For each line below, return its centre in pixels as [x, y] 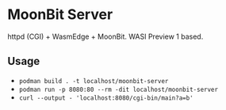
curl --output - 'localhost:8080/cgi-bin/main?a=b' [106, 98]
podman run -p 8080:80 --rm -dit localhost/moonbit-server [119, 89]
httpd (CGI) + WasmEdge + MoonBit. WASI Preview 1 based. [105, 36]
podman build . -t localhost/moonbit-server [94, 81]
